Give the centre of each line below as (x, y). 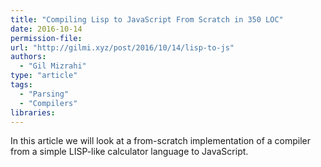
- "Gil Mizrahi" (53, 66)
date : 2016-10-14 (46, 29)
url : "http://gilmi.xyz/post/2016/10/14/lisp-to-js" (122, 47)
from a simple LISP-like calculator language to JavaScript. (129, 152)
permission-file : (46, 38)
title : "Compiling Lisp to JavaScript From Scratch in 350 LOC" (147, 19)
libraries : (33, 112)
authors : (28, 57)
